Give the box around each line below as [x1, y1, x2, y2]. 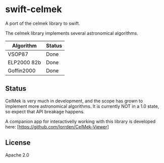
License [5, 138, 31, 147]
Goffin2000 [8, 67, 36, 74]
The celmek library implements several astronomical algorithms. [5, 30, 139, 36]
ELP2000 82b [8, 59, 41, 66]
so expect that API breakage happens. [5, 108, 85, 114]
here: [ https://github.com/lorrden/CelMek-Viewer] [5, 124, 110, 130]
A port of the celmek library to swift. [5, 20, 80, 26]
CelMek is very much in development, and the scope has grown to [5, 98, 143, 104]
